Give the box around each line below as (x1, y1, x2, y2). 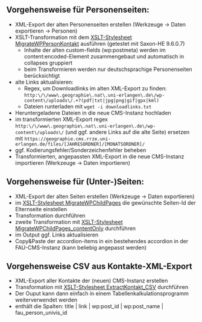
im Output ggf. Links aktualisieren (14, 231, 98, 238)
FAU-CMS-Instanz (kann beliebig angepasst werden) (14, 244, 147, 251)
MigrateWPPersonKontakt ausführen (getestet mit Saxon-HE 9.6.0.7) (14, 40, 185, 47)
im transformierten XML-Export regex (14, 116, 109, 123)
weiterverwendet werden (14, 296, 78, 303)
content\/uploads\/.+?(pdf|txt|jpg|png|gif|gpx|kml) (24, 98, 160, 104)
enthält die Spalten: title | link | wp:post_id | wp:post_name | (14, 303, 164, 310)
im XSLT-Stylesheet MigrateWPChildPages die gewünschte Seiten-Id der (14, 199, 196, 206)
